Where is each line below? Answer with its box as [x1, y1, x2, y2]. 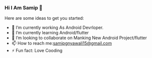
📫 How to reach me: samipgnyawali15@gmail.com [11, 41, 112, 46]
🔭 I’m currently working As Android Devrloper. [11, 25, 104, 30]
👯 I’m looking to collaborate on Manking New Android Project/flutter [11, 35, 147, 41]
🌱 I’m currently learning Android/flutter [11, 30, 89, 36]
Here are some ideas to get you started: [4, 15, 84, 21]
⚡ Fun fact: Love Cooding [11, 48, 63, 54]
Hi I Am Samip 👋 [4, 4, 43, 11]
